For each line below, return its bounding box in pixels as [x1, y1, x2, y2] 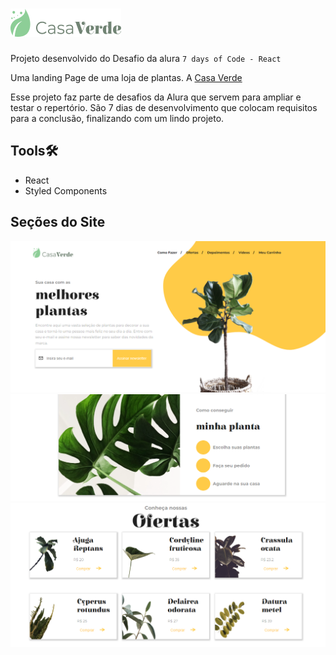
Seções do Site [10, 214, 106, 231]
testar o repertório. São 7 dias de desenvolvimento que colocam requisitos [10, 101, 318, 113]
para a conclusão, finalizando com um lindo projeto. [10, 112, 225, 124]
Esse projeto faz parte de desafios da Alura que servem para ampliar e [10, 91, 302, 103]
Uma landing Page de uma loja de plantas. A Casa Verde [10, 71, 243, 83]
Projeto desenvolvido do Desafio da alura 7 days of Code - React [10, 52, 282, 64]
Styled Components [24, 184, 108, 197]
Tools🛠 [10, 143, 59, 160]
